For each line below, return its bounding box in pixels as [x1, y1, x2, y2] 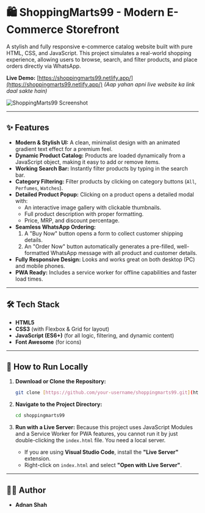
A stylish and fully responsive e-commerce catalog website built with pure [6, 43, 193, 50]
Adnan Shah [15, 501, 48, 508]
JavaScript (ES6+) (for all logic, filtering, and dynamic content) [15, 331, 174, 339]
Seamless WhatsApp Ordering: [15, 223, 96, 231]
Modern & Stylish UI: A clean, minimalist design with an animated [15, 139, 180, 146]
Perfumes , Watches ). [15, 184, 63, 191]
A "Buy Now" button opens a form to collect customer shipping [24, 229, 183, 237]
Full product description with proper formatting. [24, 210, 144, 218]
